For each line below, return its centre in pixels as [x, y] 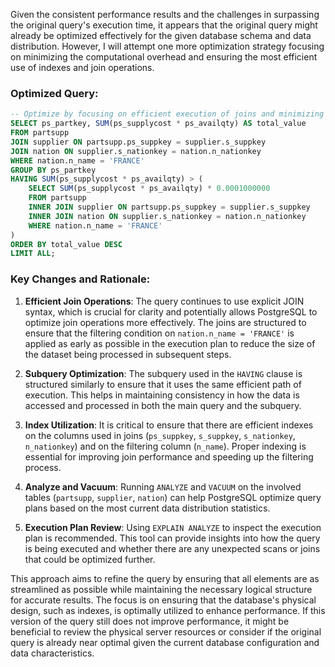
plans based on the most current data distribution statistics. [147, 508]
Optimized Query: [54, 93]
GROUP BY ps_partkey [53, 170]
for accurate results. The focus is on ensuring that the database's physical [163, 600]
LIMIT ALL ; [33, 254]
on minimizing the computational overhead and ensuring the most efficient [164, 57]
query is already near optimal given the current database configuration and [165, 642]
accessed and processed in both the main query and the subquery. [163, 405]
